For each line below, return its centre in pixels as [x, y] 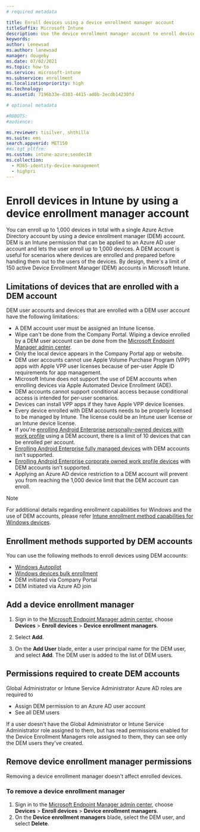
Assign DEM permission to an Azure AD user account [80, 706]
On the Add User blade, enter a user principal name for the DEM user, [100, 648]
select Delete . [32, 823]
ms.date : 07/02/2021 [32, 61]
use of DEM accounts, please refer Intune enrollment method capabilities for [100, 516]
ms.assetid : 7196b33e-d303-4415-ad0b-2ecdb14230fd [70, 95]
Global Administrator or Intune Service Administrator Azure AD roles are [94, 688]
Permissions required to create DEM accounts [93, 674]
